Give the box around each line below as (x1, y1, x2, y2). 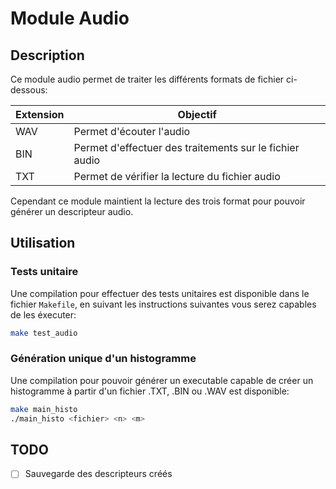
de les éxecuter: (10, 308, 77, 321)
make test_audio (10, 328, 78, 338)
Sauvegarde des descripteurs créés (24, 468, 173, 480)
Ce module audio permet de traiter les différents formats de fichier (10, 73, 285, 85)
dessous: (10, 84, 48, 96)
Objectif (177, 108, 217, 121)
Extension (15, 108, 65, 121)
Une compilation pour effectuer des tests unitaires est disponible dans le (10, 287, 310, 299)
